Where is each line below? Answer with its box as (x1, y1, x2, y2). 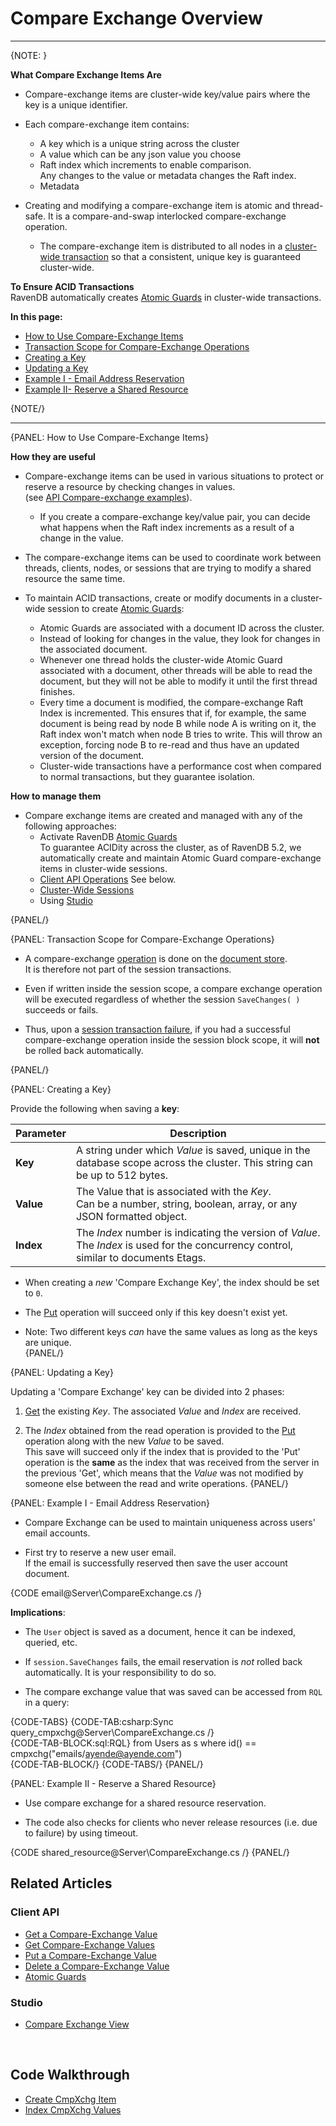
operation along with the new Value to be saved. (24, 1435, 225, 1447)
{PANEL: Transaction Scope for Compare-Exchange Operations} (10, 933, 275, 945)
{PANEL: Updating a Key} (10, 1366, 114, 1378)
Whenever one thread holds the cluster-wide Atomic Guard (39, 653, 283, 666)
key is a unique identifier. (24, 98, 128, 111)
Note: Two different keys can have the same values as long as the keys (24, 1325, 318, 1337)
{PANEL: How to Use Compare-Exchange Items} (10, 431, 210, 443)
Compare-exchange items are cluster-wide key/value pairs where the (24, 88, 311, 100)
